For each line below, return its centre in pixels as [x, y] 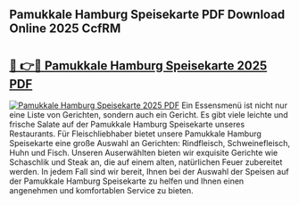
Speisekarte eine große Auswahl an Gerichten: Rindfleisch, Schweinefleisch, [150, 143]
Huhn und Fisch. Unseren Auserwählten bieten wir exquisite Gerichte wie [144, 152]
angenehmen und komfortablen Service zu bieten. [101, 190]
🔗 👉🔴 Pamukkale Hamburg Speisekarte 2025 [138, 66]
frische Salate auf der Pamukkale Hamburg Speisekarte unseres [127, 124]
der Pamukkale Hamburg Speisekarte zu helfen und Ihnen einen [127, 181]
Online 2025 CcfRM [65, 29]
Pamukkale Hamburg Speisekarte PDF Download [147, 15]
